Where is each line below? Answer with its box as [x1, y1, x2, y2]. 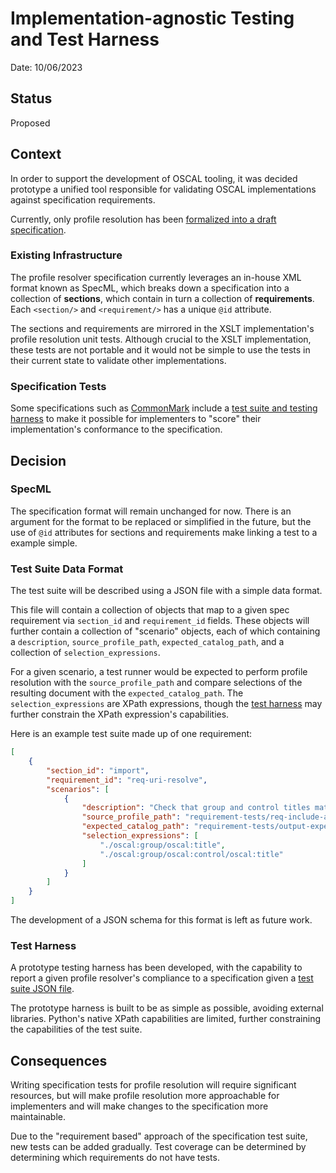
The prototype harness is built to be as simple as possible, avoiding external [10, 1002, 324, 1014]
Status [10, 90, 53, 107]
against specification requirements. [10, 193, 156, 206]
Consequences [10, 1052, 108, 1069]
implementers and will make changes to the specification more [10, 1100, 269, 1112]
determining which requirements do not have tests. [10, 1152, 220, 1164]
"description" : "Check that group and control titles [81, 803, 311, 813]
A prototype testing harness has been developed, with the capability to [10, 962, 303, 974]
